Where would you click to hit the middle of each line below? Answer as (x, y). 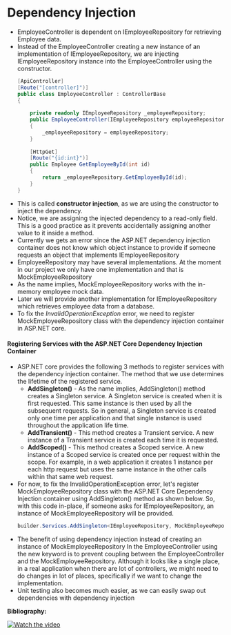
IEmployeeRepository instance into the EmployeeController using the (114, 61)
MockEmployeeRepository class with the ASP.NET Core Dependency (115, 491)
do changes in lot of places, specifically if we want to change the (109, 576)
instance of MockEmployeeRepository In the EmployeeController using (118, 546)
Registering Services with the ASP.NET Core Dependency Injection (105, 344)
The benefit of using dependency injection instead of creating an (109, 539)
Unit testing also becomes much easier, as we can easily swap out (111, 590)
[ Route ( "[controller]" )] (53, 88)
